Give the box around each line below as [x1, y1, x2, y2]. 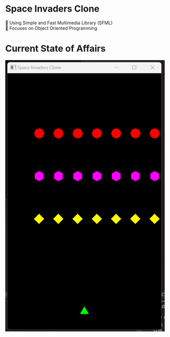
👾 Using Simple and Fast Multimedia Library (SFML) [5, 20, 113, 26]
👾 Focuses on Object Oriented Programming [5, 25, 98, 31]
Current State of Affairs [5, 43, 106, 55]
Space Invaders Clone [5, 3, 100, 15]
